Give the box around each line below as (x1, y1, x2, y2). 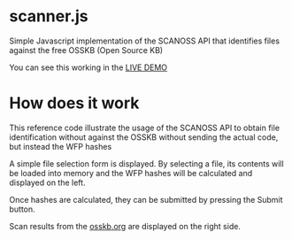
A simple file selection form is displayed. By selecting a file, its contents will (9, 158, 285, 169)
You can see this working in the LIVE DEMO (9, 62, 168, 73)
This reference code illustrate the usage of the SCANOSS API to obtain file (9, 122, 280, 133)
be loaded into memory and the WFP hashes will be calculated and (9, 167, 253, 178)
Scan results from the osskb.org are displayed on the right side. (9, 221, 242, 231)
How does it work (9, 93, 140, 113)
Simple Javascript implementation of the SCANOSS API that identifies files (9, 35, 280, 46)
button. (9, 204, 35, 214)
